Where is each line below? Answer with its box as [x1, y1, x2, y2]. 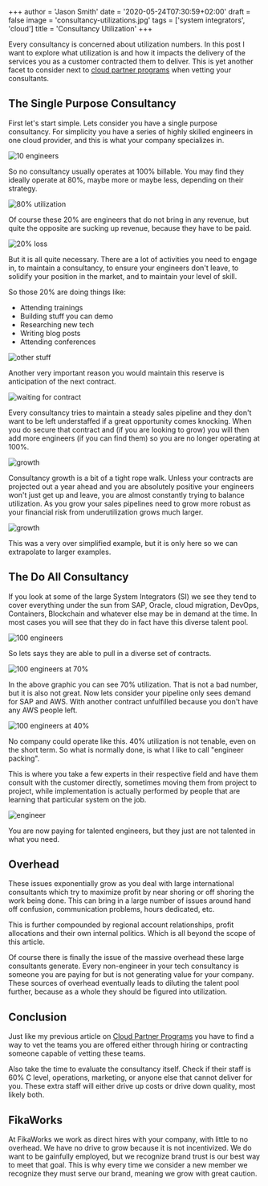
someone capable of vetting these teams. [8, 1049, 146, 1058]
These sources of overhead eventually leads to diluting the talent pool [8, 979, 239, 988]
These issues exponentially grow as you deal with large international [8, 879, 234, 888]
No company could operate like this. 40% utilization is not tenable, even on [8, 736, 257, 746]
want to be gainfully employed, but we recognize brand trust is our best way [8, 1151, 261, 1161]
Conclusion [8, 1010, 67, 1024]
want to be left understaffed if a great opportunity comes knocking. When [8, 416, 252, 425]
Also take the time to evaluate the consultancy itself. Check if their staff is [8, 1065, 251, 1074]
